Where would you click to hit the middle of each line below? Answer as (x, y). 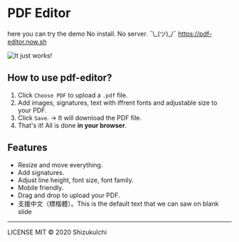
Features (27, 148)
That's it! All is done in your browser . (72, 125)
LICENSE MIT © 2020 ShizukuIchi (57, 232)
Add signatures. (41, 172)
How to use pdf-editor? (60, 78)
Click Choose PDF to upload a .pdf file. (73, 95)
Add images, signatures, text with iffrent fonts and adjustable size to (117, 102)
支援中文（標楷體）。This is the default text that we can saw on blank (118, 204)
